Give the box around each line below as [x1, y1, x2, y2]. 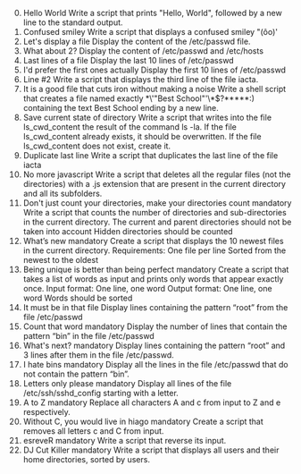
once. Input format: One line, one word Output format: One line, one [22, 284, 272, 293]
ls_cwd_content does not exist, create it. [22, 140, 171, 151]
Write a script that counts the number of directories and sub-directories [22, 207, 287, 217]
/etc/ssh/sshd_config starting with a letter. [22, 388, 180, 398]
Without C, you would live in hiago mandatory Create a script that [22, 416, 264, 427]
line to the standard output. [22, 17, 123, 28]
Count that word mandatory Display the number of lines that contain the [22, 321, 288, 332]
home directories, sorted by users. [22, 454, 151, 464]
